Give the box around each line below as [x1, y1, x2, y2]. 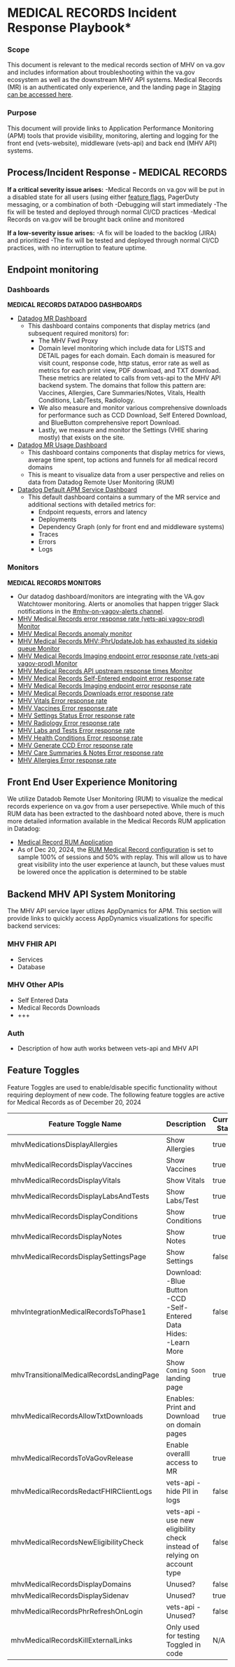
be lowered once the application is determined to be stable [17, 867, 187, 877]
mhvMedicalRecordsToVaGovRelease [10, 1453, 134, 1462]
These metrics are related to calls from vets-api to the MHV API [38, 373, 222, 383]
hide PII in [166, 1486, 199, 1496]
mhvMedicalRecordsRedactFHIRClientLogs [10, 1486, 152, 1496]
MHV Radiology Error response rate [17, 718, 120, 727]
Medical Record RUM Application [17, 838, 113, 846]
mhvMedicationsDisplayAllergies [10, 1139, 118, 1149]
